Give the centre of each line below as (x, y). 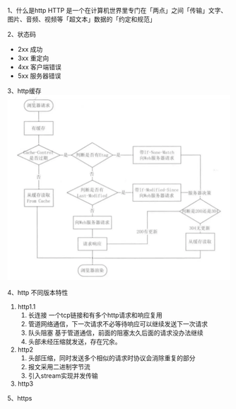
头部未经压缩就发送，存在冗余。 (75, 342)
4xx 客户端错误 (40, 67)
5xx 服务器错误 (39, 76)
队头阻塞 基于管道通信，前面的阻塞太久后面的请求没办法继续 (116, 333)
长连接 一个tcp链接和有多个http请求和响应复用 (95, 315)
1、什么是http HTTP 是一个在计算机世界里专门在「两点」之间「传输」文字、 (117, 10)
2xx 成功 (30, 49)
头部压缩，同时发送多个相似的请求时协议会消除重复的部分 (112, 358)
